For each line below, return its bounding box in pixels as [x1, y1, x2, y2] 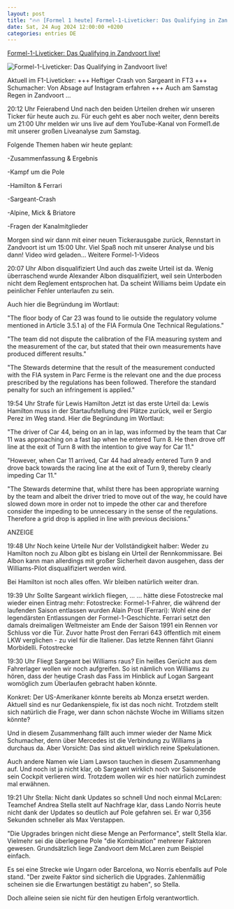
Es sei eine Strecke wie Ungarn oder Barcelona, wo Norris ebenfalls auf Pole [7, 866, 228, 874]
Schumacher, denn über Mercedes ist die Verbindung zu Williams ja [7, 736, 203, 745]
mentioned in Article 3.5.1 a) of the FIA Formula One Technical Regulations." [7, 321, 225, 330]
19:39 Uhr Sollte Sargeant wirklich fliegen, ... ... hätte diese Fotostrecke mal [7, 591, 224, 600]
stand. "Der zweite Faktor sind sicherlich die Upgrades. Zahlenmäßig [7, 873, 205, 881]
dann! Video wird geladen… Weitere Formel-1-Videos [7, 250, 159, 260]
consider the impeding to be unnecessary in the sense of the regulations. [7, 507, 218, 516]
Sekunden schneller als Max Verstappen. [7, 816, 126, 824]
